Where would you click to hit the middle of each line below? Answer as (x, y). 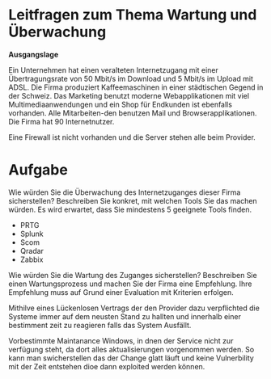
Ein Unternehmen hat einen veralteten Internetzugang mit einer (113, 69)
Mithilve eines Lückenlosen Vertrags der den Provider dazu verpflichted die (134, 308)
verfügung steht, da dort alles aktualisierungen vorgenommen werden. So (131, 349)
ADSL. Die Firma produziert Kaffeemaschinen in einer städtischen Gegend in (136, 87)
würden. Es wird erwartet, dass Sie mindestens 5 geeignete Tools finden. (130, 209)
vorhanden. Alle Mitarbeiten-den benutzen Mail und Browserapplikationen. (133, 113)
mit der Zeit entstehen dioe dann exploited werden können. (107, 366)
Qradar (32, 251)
